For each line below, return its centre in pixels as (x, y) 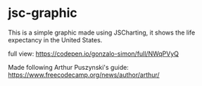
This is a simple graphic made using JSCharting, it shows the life (102, 32)
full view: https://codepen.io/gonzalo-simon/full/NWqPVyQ (93, 54)
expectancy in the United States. (55, 39)
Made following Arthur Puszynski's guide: (68, 67)
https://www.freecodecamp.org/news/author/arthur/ (84, 75)
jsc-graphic (43, 13)
